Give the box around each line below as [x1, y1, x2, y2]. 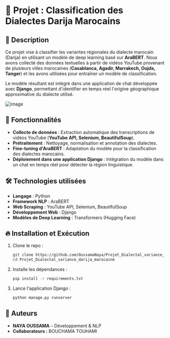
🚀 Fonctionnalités [5, 116, 62, 124]
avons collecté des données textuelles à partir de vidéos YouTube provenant [5, 60, 165, 65]
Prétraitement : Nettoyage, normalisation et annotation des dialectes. [12, 140, 158, 146]
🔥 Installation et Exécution [5, 229, 90, 238]
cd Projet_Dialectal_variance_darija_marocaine [12, 257, 115, 262]
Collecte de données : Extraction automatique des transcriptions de [12, 129, 155, 135]
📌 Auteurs [5, 309, 37, 318]
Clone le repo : [12, 243, 44, 249]
